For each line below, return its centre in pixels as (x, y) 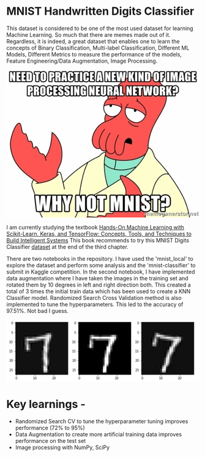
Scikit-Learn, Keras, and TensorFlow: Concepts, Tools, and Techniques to (99, 234)
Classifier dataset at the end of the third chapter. (67, 247)
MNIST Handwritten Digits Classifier (100, 11)
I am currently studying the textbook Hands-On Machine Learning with (95, 228)
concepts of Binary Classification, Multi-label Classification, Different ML (98, 48)
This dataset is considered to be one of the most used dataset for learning (100, 28)
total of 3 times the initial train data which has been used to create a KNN (99, 291)
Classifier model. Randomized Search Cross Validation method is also (94, 298)
